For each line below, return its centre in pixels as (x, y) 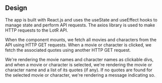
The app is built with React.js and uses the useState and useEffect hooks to (81, 20)
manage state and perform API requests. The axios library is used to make (80, 25)
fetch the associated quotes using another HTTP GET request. (68, 50)
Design (16, 8)
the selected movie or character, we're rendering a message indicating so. (80, 75)
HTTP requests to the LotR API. (37, 30)
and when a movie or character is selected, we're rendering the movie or (79, 64)
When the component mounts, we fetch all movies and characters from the (81, 40)
